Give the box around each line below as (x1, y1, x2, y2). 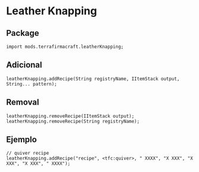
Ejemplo (6, 134, 37, 145)
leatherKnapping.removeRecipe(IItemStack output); (6, 113, 135, 119)
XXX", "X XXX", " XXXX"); (6, 161, 70, 167)
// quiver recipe (6, 150, 49, 156)
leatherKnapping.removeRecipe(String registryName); (6, 118, 140, 124)
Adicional (6, 60, 43, 70)
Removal (6, 97, 39, 107)
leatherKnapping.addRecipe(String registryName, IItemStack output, (6, 76, 180, 82)
